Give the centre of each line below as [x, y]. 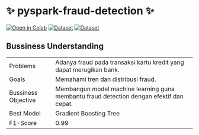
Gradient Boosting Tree [88, 113]
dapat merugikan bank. [87, 69]
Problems [23, 66]
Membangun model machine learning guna [115, 89]
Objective [23, 100]
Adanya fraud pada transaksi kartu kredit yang [120, 62]
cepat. [64, 104]
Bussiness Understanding [55, 46]
